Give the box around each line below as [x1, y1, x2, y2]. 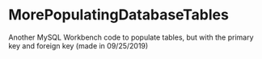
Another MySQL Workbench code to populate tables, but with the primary [8, 32, 254, 42]
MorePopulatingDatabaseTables [8, 6, 229, 24]
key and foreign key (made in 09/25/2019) [8, 40, 149, 50]
